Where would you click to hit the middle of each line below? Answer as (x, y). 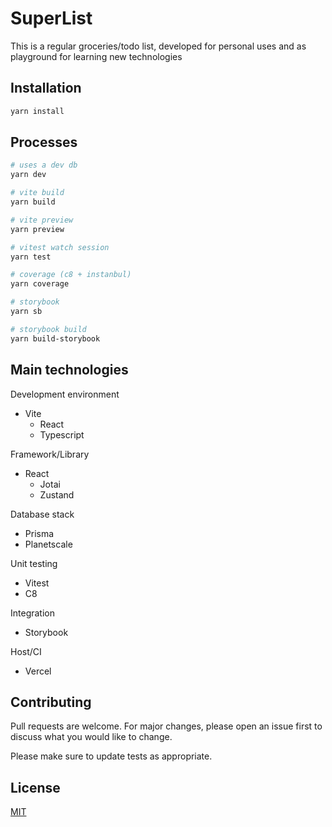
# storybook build (48, 329)
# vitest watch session (60, 247)
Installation (46, 88)
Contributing (51, 702)
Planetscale (48, 544)
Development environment (65, 394)
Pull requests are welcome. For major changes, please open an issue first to (166, 726)
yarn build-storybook (55, 338)
